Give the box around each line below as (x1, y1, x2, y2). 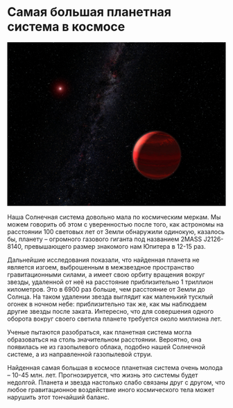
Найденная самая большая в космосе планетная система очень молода (7, 363, 223, 371)
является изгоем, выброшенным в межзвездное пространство (7, 263, 195, 271)
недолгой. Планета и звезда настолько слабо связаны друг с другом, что (7, 378, 225, 387)
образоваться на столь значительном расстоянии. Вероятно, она (7, 335, 202, 344)
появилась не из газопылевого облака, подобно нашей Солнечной (7, 342, 206, 351)
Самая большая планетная (7, 4, 172, 20)
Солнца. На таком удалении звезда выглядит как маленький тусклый (7, 292, 214, 301)
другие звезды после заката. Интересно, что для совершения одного (7, 307, 214, 315)
